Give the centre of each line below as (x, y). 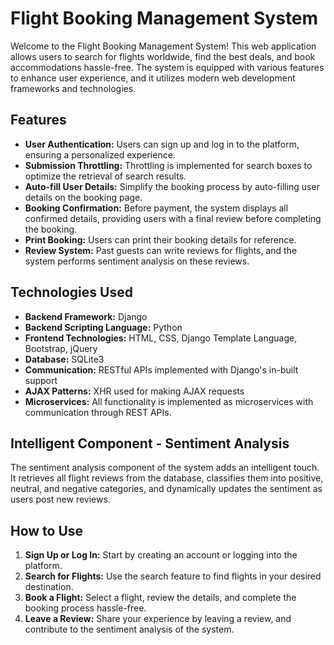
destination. (49, 587)
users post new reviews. (60, 499)
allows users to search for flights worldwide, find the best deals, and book (163, 56)
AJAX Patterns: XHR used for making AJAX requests (134, 391)
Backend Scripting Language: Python (103, 327)
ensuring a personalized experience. (100, 154)
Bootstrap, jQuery (61, 348)
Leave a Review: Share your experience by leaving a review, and (158, 619)
